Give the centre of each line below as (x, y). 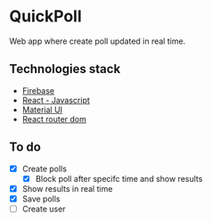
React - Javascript (56, 100)
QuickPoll (45, 16)
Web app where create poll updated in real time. (98, 41)
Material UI (42, 110)
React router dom (54, 119)
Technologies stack (65, 69)
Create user (44, 209)
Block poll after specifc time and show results (119, 178)
